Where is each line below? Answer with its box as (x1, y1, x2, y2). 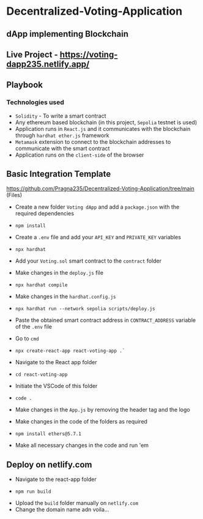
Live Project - (6, 49, 58, 59)
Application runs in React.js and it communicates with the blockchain (15, 125, 191, 132)
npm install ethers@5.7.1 (15, 431, 81, 437)
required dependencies (15, 210, 75, 217)
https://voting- (59, 49, 118, 59)
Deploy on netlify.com (6, 459, 92, 469)
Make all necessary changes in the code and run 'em (15, 442, 149, 449)
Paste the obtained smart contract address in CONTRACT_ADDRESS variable (15, 316, 196, 324)
